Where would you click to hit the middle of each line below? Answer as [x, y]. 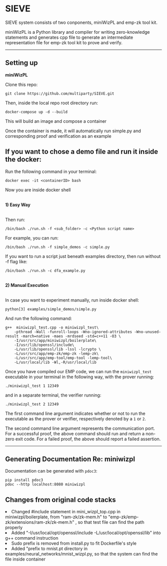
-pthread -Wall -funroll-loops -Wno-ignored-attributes [73, 332]
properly [14, 528]
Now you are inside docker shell [38, 190]
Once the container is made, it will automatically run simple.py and [73, 131]
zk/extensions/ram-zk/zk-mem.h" [40, 522]
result [12, 336]
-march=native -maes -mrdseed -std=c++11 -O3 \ [71, 336]
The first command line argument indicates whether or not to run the [75, 413]
